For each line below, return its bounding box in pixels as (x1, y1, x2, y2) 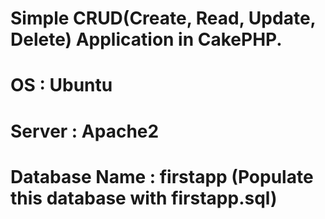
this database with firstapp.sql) (10, 187, 278, 209)
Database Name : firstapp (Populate (10, 165, 314, 188)
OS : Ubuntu (10, 74, 113, 97)
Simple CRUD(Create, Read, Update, (10, 7, 317, 30)
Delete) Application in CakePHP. (10, 28, 283, 51)
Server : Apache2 (10, 120, 160, 142)
